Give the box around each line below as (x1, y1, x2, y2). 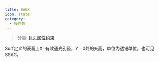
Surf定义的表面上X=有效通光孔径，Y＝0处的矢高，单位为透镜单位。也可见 (5, 45, 155, 52)
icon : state (5, 12, 30, 17)
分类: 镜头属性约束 (17, 35, 55, 41)
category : (5, 16, 26, 21)
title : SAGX (5, 7, 30, 12)
